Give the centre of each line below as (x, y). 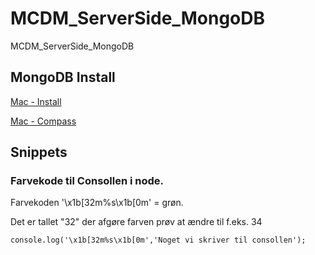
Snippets (39, 152)
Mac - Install (36, 101)
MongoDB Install (63, 77)
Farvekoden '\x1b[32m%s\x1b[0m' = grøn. (97, 203)
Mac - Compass (43, 121)
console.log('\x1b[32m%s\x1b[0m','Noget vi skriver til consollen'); (158, 240)
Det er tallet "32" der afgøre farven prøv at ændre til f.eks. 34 (136, 222)
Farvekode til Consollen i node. (87, 181)
